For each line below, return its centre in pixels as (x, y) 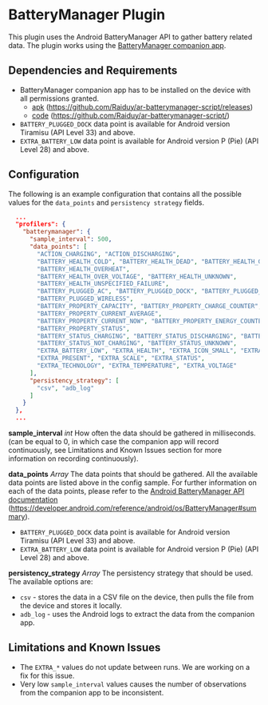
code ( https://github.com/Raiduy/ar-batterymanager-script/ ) (130, 115)
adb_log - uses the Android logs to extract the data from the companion (137, 615)
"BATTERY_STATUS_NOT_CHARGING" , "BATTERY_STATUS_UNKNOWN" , (137, 343)
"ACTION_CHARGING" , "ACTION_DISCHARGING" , (108, 254)
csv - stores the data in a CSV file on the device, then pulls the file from (136, 597)
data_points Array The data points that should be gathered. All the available (133, 475)
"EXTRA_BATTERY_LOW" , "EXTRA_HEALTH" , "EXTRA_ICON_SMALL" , (137, 351)
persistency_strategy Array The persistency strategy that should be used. (131, 573)
